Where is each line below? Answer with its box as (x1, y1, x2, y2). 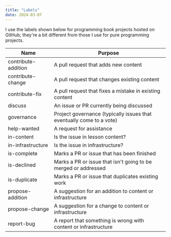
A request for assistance (54, 125, 112, 132)
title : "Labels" (5, 7, 40, 13)
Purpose (98, 49, 120, 56)
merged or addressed (54, 164, 106, 172)
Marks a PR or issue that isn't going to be (54, 158, 152, 165)
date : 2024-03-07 (5, 12, 42, 17)
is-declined (8, 161, 36, 169)
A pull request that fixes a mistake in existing (54, 87, 160, 94)
